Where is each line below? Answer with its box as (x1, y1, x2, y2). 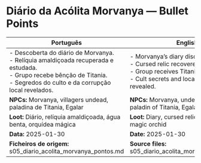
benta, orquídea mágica (9, 120, 76, 128)
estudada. (9, 63, 38, 72)
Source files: (129, 139, 167, 147)
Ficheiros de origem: (9, 139, 69, 147)
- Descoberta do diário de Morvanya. (9, 48, 115, 57)
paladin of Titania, (129, 103, 181, 111)
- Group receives (129, 67, 178, 75)
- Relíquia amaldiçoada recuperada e (9, 56, 114, 64)
